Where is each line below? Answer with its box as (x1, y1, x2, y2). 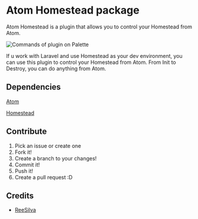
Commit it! (14, 161, 40, 168)
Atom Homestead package (6, 4, 140, 17)
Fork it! (14, 149, 33, 156)
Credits (6, 191, 34, 201)
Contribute (6, 127, 47, 137)
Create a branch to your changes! (14, 154, 97, 162)
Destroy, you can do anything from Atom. (6, 65, 106, 72)
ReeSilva (14, 207, 37, 214)
